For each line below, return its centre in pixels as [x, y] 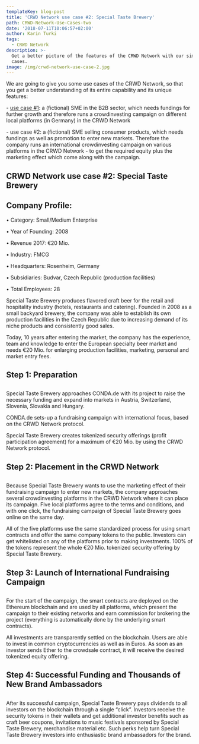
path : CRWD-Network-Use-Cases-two [49, 23]
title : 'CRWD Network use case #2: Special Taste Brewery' [81, 17]
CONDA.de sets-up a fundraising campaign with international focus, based [97, 418]
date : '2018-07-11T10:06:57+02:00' [50, 28]
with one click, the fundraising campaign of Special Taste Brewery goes [94, 511]
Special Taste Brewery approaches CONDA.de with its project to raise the [96, 393]
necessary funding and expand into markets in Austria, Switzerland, [89, 400]
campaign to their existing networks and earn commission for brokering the [98, 613]
